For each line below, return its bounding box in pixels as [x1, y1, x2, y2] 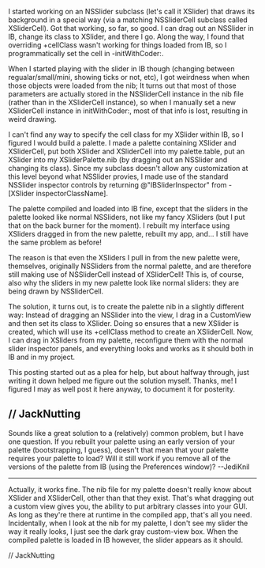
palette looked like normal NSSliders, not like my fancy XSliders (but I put [8, 213, 246, 222]
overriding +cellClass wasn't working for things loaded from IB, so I [8, 40, 227, 50]
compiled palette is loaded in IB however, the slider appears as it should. [8, 535, 244, 544]
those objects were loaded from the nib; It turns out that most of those [8, 81, 237, 90]
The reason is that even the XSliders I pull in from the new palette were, [8, 253, 241, 262]
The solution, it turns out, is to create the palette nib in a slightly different [8, 302, 244, 311]
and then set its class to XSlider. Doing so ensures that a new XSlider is [8, 319, 239, 328]
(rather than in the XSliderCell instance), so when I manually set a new [8, 98, 237, 107]
